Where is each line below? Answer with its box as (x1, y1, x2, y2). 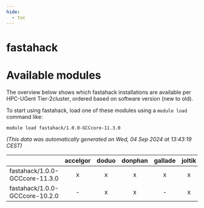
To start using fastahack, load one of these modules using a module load (6, 107, 188, 114)
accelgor (64, 156, 91, 164)
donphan (121, 156, 148, 164)
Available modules (6, 68, 101, 82)
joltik (181, 156, 197, 164)
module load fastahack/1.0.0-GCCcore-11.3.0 (6, 125, 121, 131)
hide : (6, 8, 20, 15)
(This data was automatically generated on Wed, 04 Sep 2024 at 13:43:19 (6, 135, 192, 143)
